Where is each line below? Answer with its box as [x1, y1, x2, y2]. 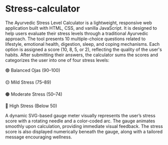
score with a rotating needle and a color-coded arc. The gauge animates [5, 118, 155, 124]
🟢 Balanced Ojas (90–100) [5, 67, 60, 73]
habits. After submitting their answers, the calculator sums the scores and [5, 51, 158, 58]
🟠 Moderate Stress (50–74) [5, 91, 63, 97]
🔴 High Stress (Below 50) [5, 103, 57, 109]
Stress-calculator [5, 3, 80, 15]
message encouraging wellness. [5, 134, 72, 140]
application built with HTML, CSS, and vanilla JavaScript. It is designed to [5, 25, 157, 31]
